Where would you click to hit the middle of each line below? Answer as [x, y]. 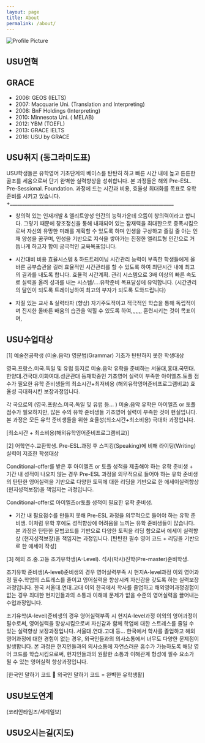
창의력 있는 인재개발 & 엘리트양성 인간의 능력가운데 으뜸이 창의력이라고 [99, 216]
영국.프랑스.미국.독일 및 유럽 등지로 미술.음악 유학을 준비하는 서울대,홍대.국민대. [101, 369]
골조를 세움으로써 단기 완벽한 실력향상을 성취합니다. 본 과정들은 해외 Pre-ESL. [99, 181]
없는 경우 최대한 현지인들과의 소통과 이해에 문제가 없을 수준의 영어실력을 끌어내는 [103, 595]
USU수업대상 [30, 340]
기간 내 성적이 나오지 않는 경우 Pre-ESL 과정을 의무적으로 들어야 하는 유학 [94, 474]
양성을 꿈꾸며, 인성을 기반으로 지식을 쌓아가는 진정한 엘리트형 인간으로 [105, 239]
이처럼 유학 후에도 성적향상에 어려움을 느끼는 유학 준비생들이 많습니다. [112, 523]
